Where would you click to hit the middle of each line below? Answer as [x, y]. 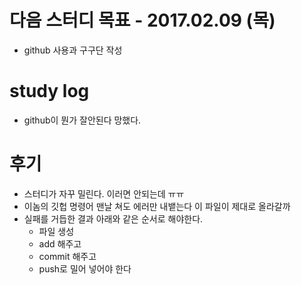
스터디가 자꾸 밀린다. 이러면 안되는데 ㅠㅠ [104, 193]
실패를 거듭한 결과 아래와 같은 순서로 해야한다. [113, 218]
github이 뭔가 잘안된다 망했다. [82, 120]
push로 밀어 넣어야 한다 [85, 268]
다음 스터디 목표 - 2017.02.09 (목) [142, 20]
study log [49, 91]
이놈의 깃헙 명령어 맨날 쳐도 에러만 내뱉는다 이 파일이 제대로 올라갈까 [157, 206]
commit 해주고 [67, 256]
